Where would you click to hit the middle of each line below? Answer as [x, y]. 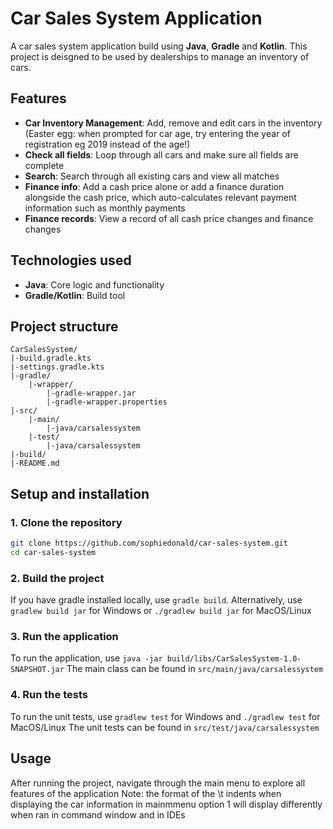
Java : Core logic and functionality [94, 284]
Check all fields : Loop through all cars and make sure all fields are [161, 154]
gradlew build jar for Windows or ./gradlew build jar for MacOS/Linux [161, 611]
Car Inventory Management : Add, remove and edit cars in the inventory [173, 123]
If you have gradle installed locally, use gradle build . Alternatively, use [156, 600]
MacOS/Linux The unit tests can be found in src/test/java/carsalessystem [165, 727]
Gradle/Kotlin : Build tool [75, 295]
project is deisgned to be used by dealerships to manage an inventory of [160, 56]
